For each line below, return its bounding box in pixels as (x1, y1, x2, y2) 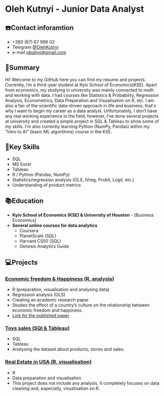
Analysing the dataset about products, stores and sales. (12, 346, 125, 352)
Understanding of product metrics (12, 182, 81, 188)
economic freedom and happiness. (12, 307, 83, 313)
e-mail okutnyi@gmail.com (12, 49, 67, 55)
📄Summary (5, 64, 40, 72)
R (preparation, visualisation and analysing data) (12, 287, 110, 293)
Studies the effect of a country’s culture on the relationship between (12, 302, 150, 308)
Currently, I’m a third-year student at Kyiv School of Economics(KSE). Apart (5, 82, 157, 88)
